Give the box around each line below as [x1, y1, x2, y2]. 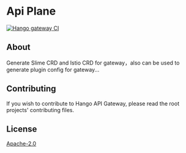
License [6, 124, 37, 134]
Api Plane [6, 4, 56, 18]
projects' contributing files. [6, 106, 75, 113]
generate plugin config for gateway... [6, 66, 100, 73]
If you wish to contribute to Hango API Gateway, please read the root [6, 99, 179, 107]
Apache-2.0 [6, 140, 37, 148]
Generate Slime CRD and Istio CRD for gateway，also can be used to [6, 59, 180, 66]
